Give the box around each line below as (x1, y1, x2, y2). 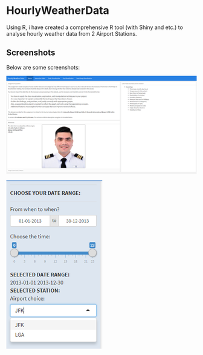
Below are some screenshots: (6, 64, 80, 71)
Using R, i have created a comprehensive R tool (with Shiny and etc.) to (6, 24, 183, 31)
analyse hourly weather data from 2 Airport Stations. (6, 30, 137, 37)
